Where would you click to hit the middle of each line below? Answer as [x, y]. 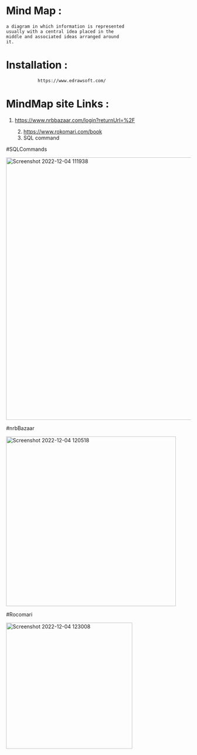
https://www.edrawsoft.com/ [72, 80]
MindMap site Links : [58, 104]
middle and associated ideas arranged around [62, 36]
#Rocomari [19, 614]
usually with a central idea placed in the [60, 31]
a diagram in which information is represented [65, 26]
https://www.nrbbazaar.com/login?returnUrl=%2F [75, 120]
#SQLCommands [27, 149]
